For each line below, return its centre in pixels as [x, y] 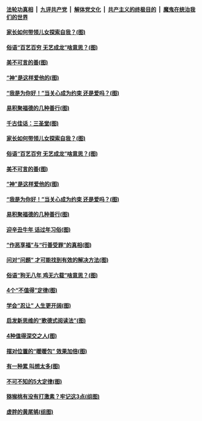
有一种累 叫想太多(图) [33, 366]
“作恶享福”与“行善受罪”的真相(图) [49, 245]
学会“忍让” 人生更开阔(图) [39, 305]
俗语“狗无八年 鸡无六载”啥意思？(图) [52, 275]
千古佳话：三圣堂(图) [33, 123]
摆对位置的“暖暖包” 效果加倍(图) [47, 351]
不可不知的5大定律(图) [34, 381]
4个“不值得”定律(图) [32, 290]
